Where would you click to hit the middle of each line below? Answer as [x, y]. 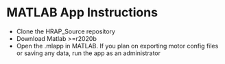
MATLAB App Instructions [82, 13]
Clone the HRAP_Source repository [66, 31]
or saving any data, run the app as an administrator [88, 53]
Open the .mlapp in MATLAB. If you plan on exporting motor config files [117, 46]
